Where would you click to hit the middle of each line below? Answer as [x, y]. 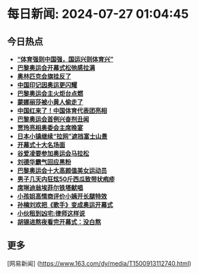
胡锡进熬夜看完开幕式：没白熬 [59, 222]
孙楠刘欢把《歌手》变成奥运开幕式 [65, 205]
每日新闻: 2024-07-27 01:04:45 [98, 14]
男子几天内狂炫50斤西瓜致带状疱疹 [66, 179]
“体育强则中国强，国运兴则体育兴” [65, 59]
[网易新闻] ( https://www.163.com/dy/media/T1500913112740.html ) [99, 263]
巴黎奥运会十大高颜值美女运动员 [62, 171]
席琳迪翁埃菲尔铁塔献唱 [50, 188]
